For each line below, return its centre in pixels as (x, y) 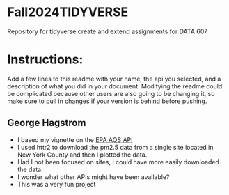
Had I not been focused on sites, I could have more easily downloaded (118, 162)
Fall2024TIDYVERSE (68, 12)
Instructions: (45, 60)
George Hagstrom (47, 123)
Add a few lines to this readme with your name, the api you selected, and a (114, 79)
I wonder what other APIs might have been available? (93, 177)
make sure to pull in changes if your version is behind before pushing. (107, 101)
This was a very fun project (56, 184)
